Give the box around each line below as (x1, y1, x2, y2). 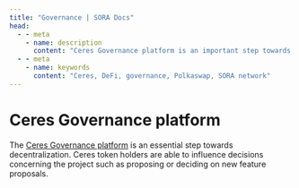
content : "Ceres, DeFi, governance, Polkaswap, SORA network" (32, 72, 271, 81)
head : (9, 21, 30, 30)
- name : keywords (25, 64, 91, 73)
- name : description (25, 38, 102, 47)
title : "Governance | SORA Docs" (9, 13, 135, 22)
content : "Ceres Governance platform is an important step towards (32, 47, 292, 56)
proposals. (9, 167, 49, 179)
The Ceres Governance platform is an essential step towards (9, 140, 233, 150)
